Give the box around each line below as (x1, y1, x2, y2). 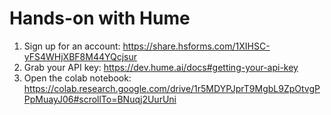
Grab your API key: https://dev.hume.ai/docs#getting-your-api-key (23, 61, 299, 73)
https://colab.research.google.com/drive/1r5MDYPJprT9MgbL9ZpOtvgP (23, 82, 321, 94)
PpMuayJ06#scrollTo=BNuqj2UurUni (23, 93, 177, 105)
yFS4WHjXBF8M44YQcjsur (23, 50, 138, 62)
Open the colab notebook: (23, 72, 132, 84)
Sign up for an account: (23, 40, 121, 52)
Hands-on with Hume (9, 7, 191, 30)
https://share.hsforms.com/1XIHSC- (122, 40, 271, 52)
